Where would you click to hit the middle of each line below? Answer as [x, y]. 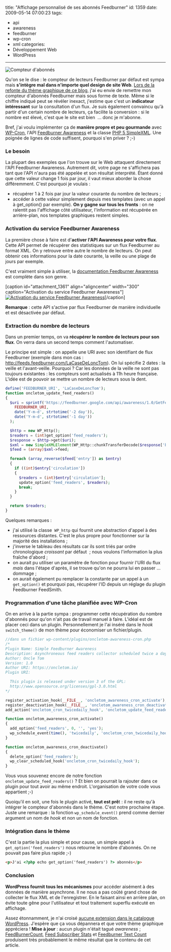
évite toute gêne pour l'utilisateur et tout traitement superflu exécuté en [80, 903]
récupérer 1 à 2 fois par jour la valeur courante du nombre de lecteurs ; [87, 194]
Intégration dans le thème [38, 831]
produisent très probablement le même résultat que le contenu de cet [78, 940]
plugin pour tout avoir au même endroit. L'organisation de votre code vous [83, 787]
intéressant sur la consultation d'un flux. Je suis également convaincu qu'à [84, 107]
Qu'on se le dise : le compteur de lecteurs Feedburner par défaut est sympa [85, 79]
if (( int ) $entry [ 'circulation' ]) [50, 468]
